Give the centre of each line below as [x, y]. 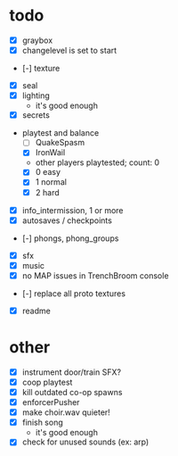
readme [36, 311]
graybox [37, 40]
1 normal [51, 182]
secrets [36, 115]
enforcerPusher [51, 402]
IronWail [50, 153]
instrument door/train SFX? [72, 372]
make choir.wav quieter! [66, 412]
